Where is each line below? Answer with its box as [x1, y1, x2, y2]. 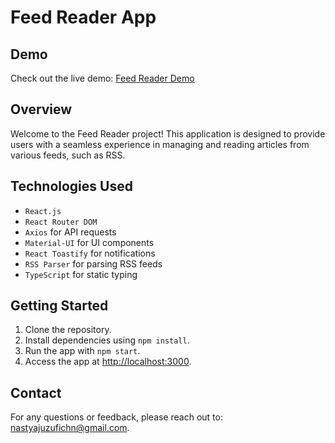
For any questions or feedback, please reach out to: [10, 411, 223, 423]
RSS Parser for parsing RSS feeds [24, 257, 163, 270]
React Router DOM [24, 217, 98, 227]
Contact [10, 384, 62, 401]
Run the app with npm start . [24, 345, 141, 357]
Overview [10, 101, 73, 118]
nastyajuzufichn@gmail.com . [10, 422, 130, 434]
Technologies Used [10, 178, 133, 195]
